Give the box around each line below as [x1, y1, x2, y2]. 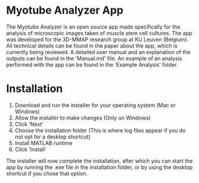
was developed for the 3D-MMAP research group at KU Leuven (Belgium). [6, 36, 189, 43]
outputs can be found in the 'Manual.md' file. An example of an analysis [6, 55, 182, 62]
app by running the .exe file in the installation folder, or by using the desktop [6, 163, 193, 171]
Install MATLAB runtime [14, 139, 73, 146]
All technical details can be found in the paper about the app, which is [6, 42, 178, 49]
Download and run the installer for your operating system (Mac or [14, 102, 176, 109]
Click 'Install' [14, 146, 46, 153]
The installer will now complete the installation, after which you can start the [6, 157, 193, 164]
